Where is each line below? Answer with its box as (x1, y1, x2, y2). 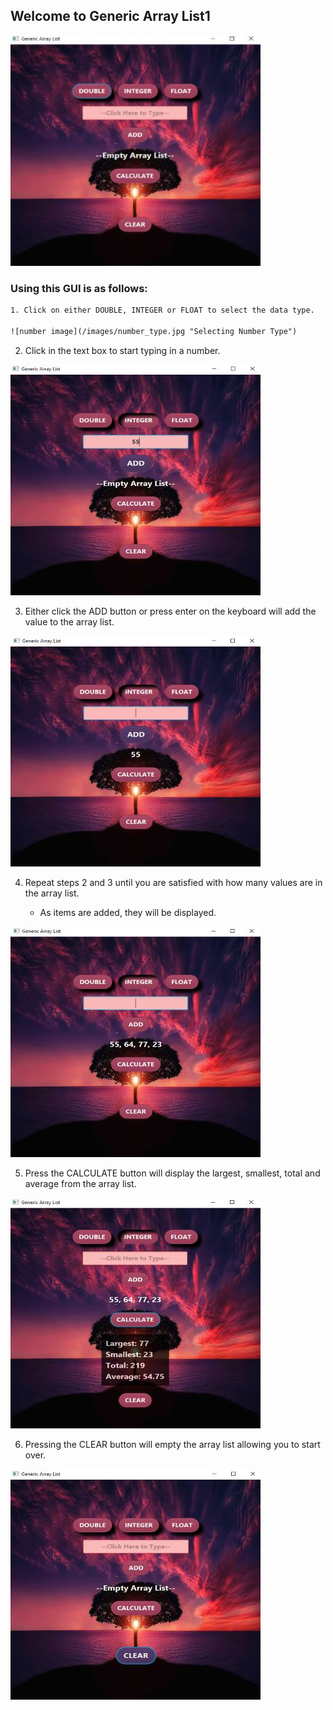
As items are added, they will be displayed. (39, 906, 217, 918)
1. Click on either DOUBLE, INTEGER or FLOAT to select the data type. (10, 305, 315, 316)
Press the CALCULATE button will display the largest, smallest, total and (24, 1167, 321, 1179)
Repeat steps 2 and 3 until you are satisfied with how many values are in (24, 876, 323, 888)
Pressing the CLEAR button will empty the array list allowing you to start (24, 1438, 321, 1450)
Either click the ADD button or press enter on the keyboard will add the (24, 605, 317, 617)
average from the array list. (24, 1177, 137, 1189)
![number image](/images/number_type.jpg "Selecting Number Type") (10, 326, 298, 336)
